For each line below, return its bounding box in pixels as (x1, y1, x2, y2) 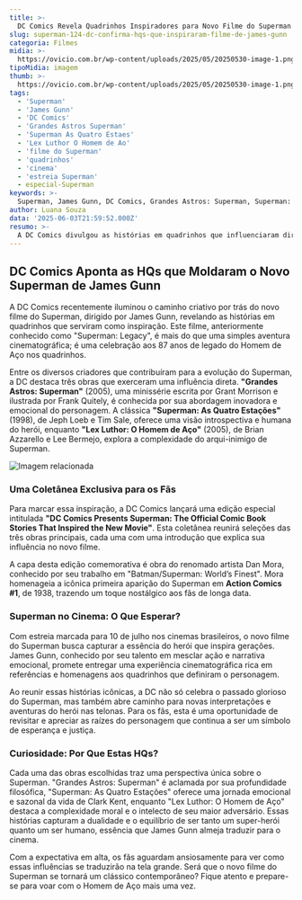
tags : (9, 88, 30, 97)
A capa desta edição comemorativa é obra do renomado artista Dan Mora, (9, 559, 285, 570)
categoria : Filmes (9, 38, 78, 48)
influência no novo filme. (9, 541, 101, 553)
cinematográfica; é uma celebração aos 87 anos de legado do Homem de (9, 340, 282, 351)
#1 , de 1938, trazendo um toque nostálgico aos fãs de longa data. (9, 588, 252, 599)
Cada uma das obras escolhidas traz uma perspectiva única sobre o (9, 768, 262, 779)
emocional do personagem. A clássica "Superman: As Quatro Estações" (9, 405, 281, 416)
